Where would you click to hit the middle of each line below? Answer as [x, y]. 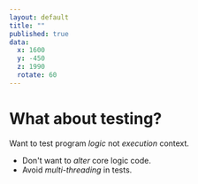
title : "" [27, 26]
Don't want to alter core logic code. [87, 160]
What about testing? [85, 118]
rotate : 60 [37, 75]
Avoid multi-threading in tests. [77, 170]
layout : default [39, 17]
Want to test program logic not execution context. [99, 143]
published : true [39, 34]
